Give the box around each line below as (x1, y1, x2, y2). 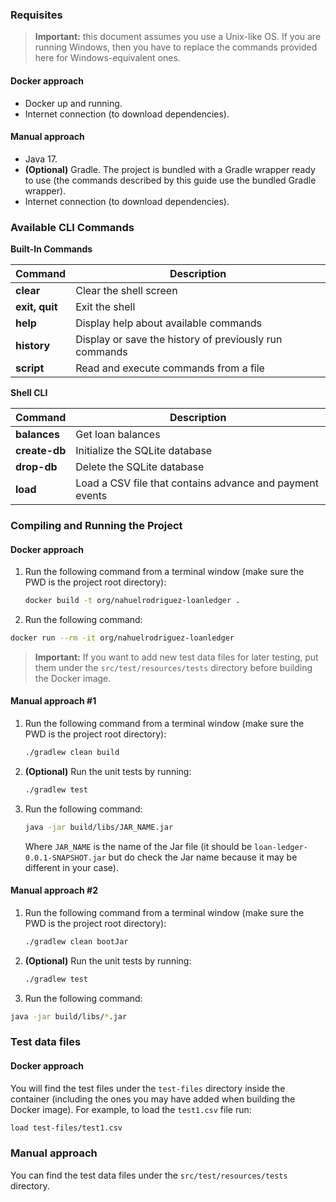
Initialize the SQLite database (75, 444, 213, 457)
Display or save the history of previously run (75, 333, 283, 346)
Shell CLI (10, 387, 48, 398)
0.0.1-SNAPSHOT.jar (24, 853, 107, 863)
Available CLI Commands (10, 220, 135, 234)
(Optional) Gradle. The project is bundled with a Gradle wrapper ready (24, 163, 316, 175)
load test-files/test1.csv (10, 1123, 123, 1133)
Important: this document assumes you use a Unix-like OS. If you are (34, 31, 322, 43)
